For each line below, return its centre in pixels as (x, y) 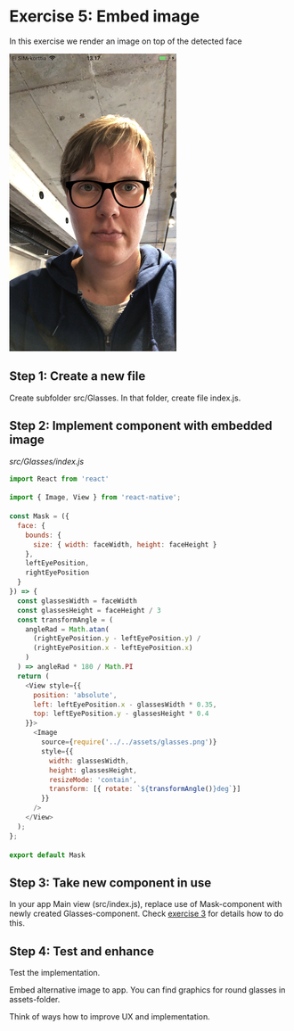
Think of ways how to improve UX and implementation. (110, 1017)
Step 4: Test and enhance (82, 951)
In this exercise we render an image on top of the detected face (126, 41)
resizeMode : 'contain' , (93, 779)
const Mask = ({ (39, 516)
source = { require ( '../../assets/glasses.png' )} (129, 742)
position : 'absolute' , (75, 695)
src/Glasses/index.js (47, 461)
